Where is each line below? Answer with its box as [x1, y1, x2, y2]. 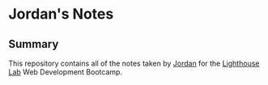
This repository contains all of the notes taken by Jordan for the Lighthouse [8, 58, 260, 68]
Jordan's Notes [8, 5, 114, 23]
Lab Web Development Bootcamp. [8, 67, 123, 77]
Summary [8, 37, 59, 51]
